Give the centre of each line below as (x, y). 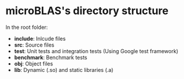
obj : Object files (33, 64)
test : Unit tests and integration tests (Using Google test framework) (96, 51)
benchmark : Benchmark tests (51, 57)
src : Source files (34, 45)
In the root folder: (27, 27)
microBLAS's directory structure (87, 11)
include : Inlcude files (40, 38)
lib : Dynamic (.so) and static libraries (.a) (64, 70)
